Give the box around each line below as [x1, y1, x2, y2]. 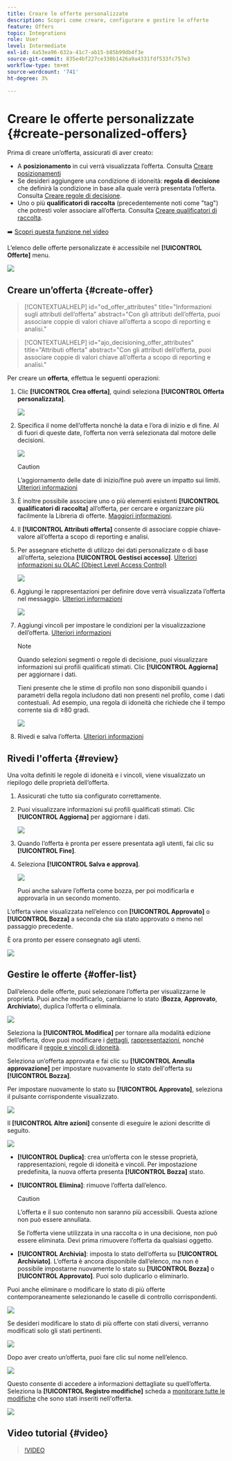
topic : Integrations [7, 29, 67, 37]
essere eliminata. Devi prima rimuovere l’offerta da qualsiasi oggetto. [17, 1236, 213, 1244]
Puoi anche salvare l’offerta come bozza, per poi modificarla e [17, 886, 195, 895]
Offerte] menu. [7, 251, 51, 259]
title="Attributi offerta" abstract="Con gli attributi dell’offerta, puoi [24, 345, 211, 354]
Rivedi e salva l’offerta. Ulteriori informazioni [17, 733, 144, 741]
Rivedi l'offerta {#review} [7, 752, 119, 765]
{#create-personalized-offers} [7, 126, 188, 141]
